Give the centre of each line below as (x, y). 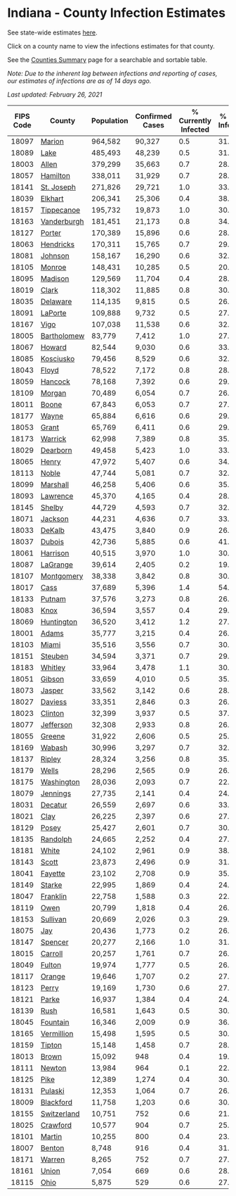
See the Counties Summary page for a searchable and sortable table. (107, 59)
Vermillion (57, 1033)
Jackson (54, 519)
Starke (51, 885)
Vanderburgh (62, 221)
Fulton (51, 964)
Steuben (54, 656)
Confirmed (153, 116)
